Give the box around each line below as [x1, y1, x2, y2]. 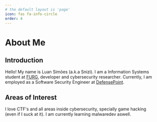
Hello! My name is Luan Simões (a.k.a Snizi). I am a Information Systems [5, 69, 149, 75]
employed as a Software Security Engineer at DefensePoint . [5, 79, 125, 85]
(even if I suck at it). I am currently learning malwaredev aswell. [5, 111, 131, 117]
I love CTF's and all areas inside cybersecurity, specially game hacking [5, 106, 146, 112]
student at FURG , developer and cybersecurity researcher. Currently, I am [5, 74, 152, 80]
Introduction [5, 56, 44, 64]
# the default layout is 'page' [5, 7, 70, 12]
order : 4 [5, 16, 23, 21]
